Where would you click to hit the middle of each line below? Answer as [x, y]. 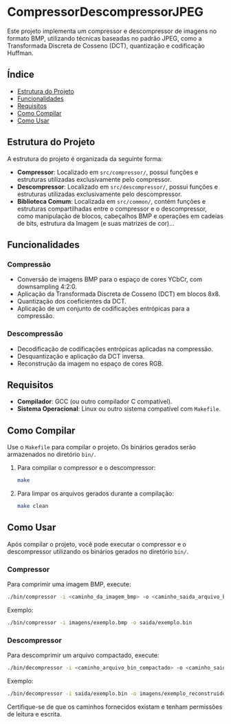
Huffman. [20, 53]
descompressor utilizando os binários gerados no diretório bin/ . [98, 551]
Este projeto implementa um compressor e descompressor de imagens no [112, 31]
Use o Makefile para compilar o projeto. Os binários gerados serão [101, 447]
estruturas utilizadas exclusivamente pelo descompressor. [99, 194]
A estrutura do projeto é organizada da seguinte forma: [85, 158]
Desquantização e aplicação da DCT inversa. [81, 356]
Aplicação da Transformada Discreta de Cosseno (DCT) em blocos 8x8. [119, 294]
